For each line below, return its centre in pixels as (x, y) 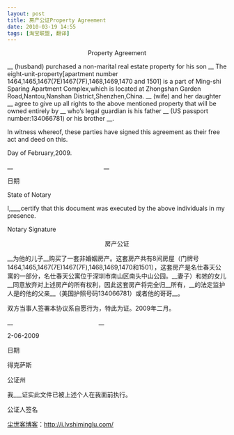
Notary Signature (32, 229)
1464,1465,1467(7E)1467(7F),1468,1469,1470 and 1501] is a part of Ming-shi (114, 82)
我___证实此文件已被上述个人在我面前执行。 (70, 395)
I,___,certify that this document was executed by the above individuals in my (116, 208)
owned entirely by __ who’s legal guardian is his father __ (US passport (108, 111)
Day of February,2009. (40, 153)
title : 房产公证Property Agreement (57, 20)
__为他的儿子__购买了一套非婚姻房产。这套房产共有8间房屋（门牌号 (103, 258)
